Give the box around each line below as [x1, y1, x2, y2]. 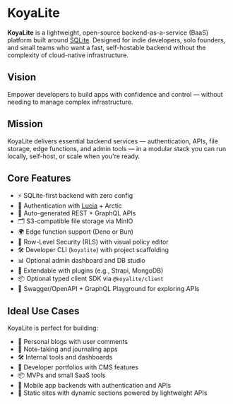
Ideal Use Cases [7, 305, 80, 317]
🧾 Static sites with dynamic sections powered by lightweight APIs [17, 388, 208, 397]
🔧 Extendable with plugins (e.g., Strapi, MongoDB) [17, 266, 164, 275]
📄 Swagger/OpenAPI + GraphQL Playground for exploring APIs [17, 285, 200, 293]
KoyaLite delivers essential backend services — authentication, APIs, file [7, 136, 219, 145]
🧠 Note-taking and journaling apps [17, 345, 118, 354]
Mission [7, 118, 44, 130]
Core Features [7, 172, 71, 184]
